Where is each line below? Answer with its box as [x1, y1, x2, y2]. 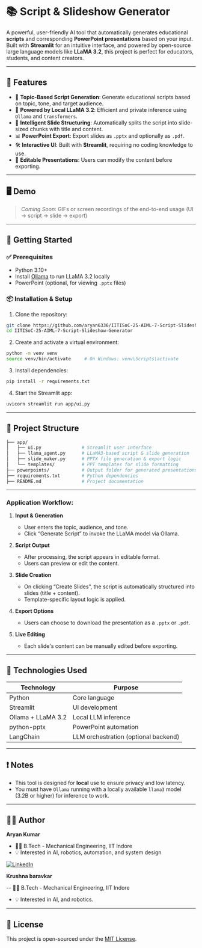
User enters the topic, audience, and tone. [23, 523, 129, 531]
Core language [72, 693, 115, 701]
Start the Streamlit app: [14, 389, 73, 396]
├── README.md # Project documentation [6, 478, 144, 484]
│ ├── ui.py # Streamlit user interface [6, 445, 152, 451]
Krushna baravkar [6, 873, 53, 880]
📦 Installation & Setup [6, 295, 73, 303]
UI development [72, 703, 118, 712]
